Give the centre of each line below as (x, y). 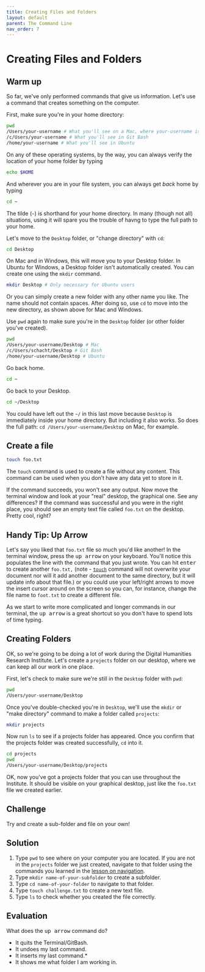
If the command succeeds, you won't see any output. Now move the (92, 490)
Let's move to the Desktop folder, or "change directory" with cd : (85, 238)
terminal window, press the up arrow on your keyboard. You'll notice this (99, 556)
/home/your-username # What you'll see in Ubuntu (71, 143)
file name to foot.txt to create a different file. (64, 595)
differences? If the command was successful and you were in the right (95, 503)
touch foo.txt (24, 460)
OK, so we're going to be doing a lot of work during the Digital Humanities (99, 653)
